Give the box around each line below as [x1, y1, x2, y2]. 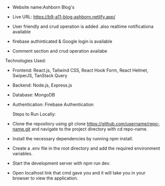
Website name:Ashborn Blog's [12, 4, 75, 10]
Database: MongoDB [12, 92, 55, 97]
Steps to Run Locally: [12, 111, 56, 117]
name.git [12, 126, 31, 132]
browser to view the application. [12, 175, 79, 181]
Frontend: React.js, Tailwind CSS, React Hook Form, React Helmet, [12, 67, 149, 73]
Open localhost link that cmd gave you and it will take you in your [12, 170, 146, 176]
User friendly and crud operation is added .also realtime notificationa [12, 23, 154, 29]
